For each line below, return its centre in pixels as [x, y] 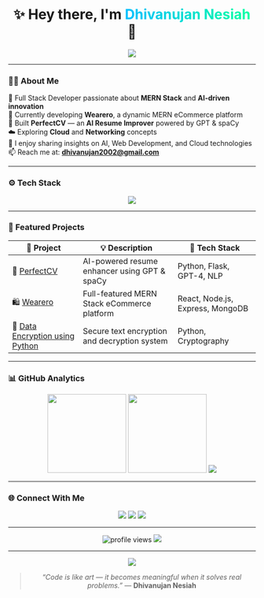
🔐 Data [24, 326]
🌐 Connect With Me [46, 498]
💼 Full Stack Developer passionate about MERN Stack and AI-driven [119, 98]
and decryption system [125, 340]
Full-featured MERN [120, 293]
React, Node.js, [206, 299]
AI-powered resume [121, 261]
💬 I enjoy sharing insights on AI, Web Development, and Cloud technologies [130, 143]
